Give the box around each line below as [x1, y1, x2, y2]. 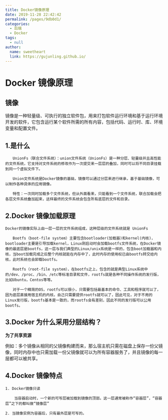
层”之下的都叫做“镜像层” [5, 401, 49, 406]
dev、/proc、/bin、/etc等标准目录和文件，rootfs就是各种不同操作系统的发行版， [11, 272, 161, 277]
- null [9, 40, 23, 45]
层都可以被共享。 [5, 355, 40, 361]
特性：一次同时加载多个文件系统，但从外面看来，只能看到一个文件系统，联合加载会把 [12, 191, 161, 196]
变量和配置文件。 [5, 125, 40, 131]
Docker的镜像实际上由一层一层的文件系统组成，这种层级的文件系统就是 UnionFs [5, 226, 148, 231]
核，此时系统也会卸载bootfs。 [5, 257, 60, 262]
